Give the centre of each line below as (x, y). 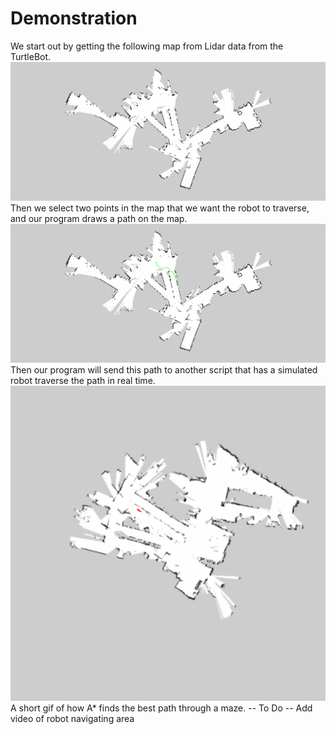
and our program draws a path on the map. (99, 218)
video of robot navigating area (72, 718)
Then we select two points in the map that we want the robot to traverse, (160, 208)
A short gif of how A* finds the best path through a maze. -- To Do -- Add (161, 708)
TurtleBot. (31, 56)
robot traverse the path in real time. (83, 380)
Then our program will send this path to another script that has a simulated (164, 369)
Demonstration (74, 18)
